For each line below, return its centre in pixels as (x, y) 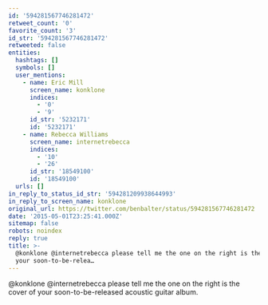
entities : (25, 53)
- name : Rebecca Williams (66, 134)
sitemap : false (33, 224)
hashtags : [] (37, 61)
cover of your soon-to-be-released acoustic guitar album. (103, 291)
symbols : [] (35, 68)
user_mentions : (41, 75)
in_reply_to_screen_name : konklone (67, 201)
